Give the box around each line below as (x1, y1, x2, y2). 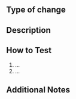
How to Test (6, 45, 52, 55)
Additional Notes (6, 85, 71, 95)
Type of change (6, 5, 66, 15)
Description (6, 25, 51, 35)
